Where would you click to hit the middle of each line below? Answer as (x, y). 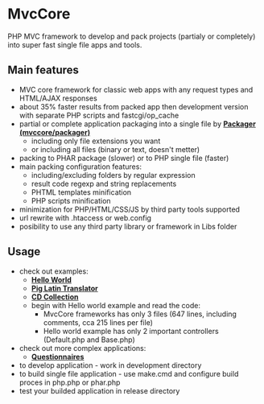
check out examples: (54, 271)
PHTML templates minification (81, 192)
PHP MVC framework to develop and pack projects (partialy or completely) (132, 36)
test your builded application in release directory (99, 390)
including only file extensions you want (96, 141)
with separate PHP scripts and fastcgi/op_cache (99, 115)
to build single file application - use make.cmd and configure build (129, 373)
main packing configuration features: (80, 167)
